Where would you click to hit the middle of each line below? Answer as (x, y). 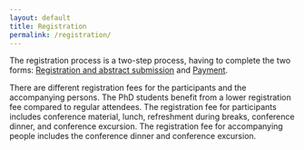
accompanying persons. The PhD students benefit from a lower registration (151, 97)
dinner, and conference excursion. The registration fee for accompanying (146, 126)
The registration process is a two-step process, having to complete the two (150, 61)
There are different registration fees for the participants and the (128, 88)
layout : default (40, 18)
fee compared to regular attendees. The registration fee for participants (143, 107)
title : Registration (49, 26)
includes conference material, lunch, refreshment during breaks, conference (152, 117)
